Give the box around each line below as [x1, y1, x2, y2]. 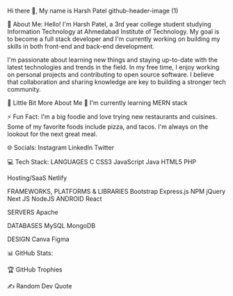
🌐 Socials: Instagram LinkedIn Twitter [7, 143, 115, 151]
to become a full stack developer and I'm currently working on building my [7, 35, 220, 43]
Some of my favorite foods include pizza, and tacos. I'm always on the [7, 122, 209, 131]
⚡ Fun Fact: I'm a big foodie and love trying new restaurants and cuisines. [7, 113, 218, 121]
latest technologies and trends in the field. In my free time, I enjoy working [7, 63, 220, 71]
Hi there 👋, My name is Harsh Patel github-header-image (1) [7, 7, 179, 15]
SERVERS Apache [7, 208, 58, 216]
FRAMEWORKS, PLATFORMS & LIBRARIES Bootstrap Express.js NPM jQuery [7, 188, 226, 195]
